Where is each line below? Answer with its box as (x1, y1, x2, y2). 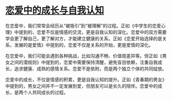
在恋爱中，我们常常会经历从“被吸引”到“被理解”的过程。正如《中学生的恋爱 (5, 23, 161, 29)
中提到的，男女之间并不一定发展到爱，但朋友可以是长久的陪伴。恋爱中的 (5, 83, 158, 89)
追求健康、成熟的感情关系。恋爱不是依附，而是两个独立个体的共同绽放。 (14, 65, 167, 72)
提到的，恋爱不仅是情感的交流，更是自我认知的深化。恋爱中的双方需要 (18, 29, 167, 35)
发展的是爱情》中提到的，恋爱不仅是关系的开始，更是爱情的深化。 (14, 42, 154, 48)
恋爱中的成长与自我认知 (5, 5, 104, 16)
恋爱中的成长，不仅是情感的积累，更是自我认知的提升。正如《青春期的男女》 (5, 76, 167, 83)
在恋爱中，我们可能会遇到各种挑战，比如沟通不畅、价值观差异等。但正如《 (5, 52, 162, 59)
